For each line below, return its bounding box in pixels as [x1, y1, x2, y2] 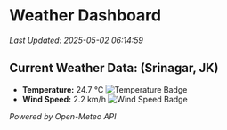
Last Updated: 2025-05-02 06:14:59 [9, 35, 144, 45]
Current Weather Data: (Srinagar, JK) [9, 61, 220, 76]
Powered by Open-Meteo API [9, 110, 118, 121]
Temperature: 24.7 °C [21, 84, 104, 94]
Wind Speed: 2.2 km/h [21, 93, 107, 104]
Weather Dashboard [9, 5, 162, 26]
